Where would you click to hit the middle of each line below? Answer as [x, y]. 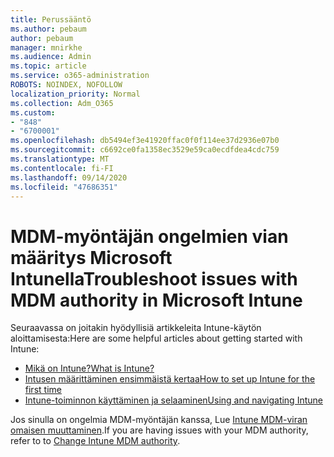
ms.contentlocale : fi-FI [62, 168]
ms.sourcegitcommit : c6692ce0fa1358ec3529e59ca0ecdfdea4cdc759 [145, 150]
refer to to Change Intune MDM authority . [95, 441]
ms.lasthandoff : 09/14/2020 [69, 177]
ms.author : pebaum [48, 29]
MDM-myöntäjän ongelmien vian [149, 236]
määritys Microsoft [91, 257]
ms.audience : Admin [51, 57]
